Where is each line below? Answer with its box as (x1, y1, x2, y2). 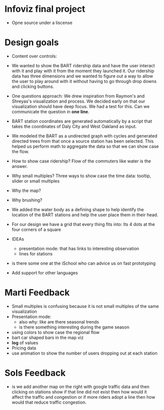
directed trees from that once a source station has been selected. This (11, 138, 154, 144)
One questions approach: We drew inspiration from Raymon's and (11, 93, 145, 99)
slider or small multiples (11, 178, 60, 184)
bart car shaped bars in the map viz (11, 334, 84, 340)
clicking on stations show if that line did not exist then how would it (11, 389, 147, 395)
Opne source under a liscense (11, 20, 73, 26)
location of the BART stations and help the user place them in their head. (11, 212, 159, 218)
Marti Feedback (4, 287, 70, 298)
